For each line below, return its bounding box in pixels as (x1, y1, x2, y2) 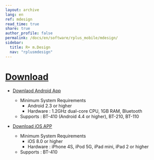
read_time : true (5, 21, 39, 27)
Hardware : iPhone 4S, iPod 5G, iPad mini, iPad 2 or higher (27, 144, 149, 150)
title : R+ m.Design (10, 45, 51, 50)
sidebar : (5, 40, 24, 45)
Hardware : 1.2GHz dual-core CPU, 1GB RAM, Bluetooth (27, 108, 142, 114)
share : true (5, 26, 30, 31)
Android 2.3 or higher (27, 103, 72, 109)
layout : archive (5, 7, 39, 13)
